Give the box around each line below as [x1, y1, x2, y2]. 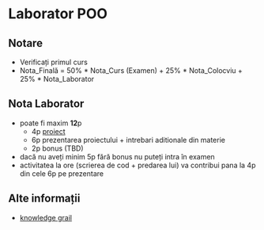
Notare [8, 36, 43, 50]
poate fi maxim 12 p [19, 118, 82, 128]
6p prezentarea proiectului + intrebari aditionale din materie [31, 135, 225, 144]
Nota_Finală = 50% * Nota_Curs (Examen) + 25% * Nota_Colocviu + [19, 66, 243, 75]
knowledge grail [19, 213, 73, 222]
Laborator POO [8, 5, 108, 23]
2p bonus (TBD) [31, 144, 84, 153]
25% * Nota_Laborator [19, 75, 95, 83]
